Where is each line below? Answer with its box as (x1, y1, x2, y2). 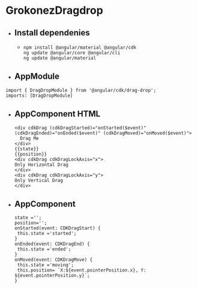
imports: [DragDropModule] (5, 93, 73, 99)
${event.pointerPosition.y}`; (14, 273, 91, 279)
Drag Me (20, 135, 40, 141)
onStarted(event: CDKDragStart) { (14, 225, 101, 231)
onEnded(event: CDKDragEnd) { (14, 241, 91, 247)
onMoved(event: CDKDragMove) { (14, 257, 93, 263)
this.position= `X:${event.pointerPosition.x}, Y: (17, 267, 146, 273)
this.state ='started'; (17, 231, 77, 237)
